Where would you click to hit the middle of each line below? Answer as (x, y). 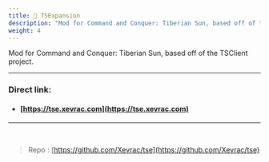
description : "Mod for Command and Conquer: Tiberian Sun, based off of (132, 23)
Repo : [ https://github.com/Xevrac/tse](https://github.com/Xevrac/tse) (144, 149)
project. (21, 61)
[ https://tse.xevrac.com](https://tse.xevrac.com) (104, 109)
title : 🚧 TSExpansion (44, 16)
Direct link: (30, 90)
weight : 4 (25, 30)
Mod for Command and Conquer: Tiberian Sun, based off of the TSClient (128, 53)
